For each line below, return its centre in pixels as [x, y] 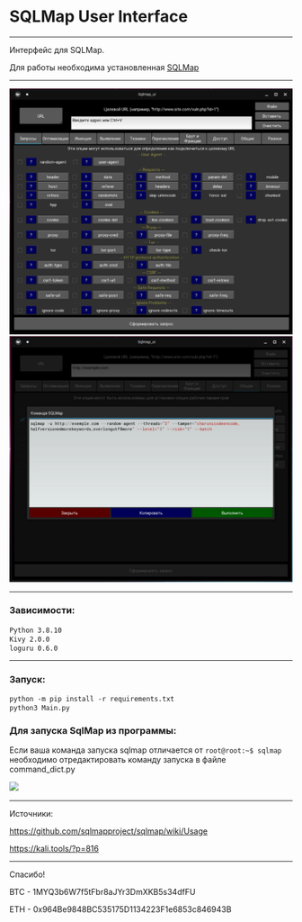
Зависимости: [42, 610]
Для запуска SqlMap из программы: [93, 731]
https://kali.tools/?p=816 [54, 849]
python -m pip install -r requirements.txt [92, 700]
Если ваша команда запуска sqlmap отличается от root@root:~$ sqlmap [146, 750]
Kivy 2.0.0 [30, 639]
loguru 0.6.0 [34, 648]
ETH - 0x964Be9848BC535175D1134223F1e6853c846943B [120, 909]
